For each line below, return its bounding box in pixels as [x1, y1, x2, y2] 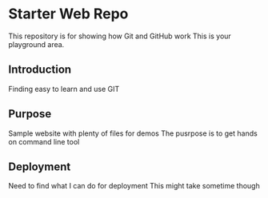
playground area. [8, 39, 65, 49]
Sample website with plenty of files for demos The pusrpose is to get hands [8, 129, 258, 138]
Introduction [8, 63, 72, 77]
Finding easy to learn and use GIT [8, 84, 120, 93]
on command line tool [8, 137, 80, 146]
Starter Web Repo [8, 5, 129, 23]
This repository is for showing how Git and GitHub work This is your [8, 31, 232, 41]
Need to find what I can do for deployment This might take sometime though [8, 181, 260, 191]
